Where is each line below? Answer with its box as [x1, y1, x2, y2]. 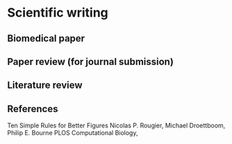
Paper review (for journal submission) [7, 55, 174, 67]
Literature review [7, 80, 83, 91]
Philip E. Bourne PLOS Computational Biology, [7, 129, 138, 137]
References [7, 102, 58, 115]
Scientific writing [7, 5, 109, 21]
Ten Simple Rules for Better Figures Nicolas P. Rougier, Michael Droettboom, [7, 121, 226, 129]
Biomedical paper [7, 33, 85, 44]
